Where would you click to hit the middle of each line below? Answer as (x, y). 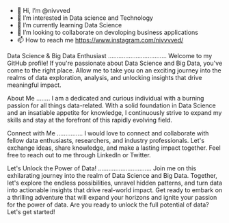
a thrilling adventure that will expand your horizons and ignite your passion (112, 197)
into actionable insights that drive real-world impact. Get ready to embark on (115, 190)
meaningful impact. (34, 85)
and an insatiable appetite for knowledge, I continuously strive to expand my (114, 113)
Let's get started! (31, 212)
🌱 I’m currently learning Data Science (69, 25)
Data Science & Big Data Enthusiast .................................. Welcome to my (110, 56)
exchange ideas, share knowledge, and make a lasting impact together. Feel (114, 148)
